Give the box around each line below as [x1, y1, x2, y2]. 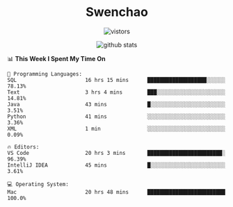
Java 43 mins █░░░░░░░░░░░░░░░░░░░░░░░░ [7, 101, 226, 108]
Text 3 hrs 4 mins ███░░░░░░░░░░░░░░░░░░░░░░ [7, 88, 226, 96]
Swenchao [86, 4, 148, 20]
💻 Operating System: [7, 181, 70, 188]
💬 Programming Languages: [7, 70, 82, 77]
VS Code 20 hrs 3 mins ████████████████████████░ [7, 149, 226, 156]
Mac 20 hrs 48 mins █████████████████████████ [7, 188, 226, 195]
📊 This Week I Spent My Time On [7, 54, 106, 63]
